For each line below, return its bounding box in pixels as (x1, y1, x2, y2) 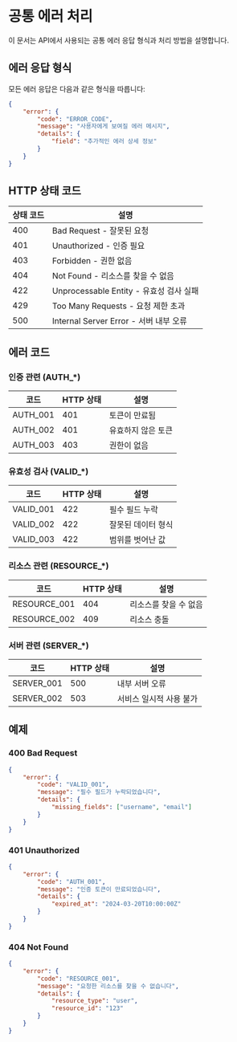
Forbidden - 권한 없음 (51, 255, 133, 267)
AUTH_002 (12, 425, 55, 436)
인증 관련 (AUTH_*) (8, 371, 81, 382)
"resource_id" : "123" (51, 1004, 125, 1012)
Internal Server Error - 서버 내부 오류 (51, 315, 187, 327)
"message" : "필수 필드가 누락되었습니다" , (37, 788, 161, 796)
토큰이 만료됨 (108, 410, 157, 421)
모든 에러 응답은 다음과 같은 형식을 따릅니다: (8, 83, 146, 93)
